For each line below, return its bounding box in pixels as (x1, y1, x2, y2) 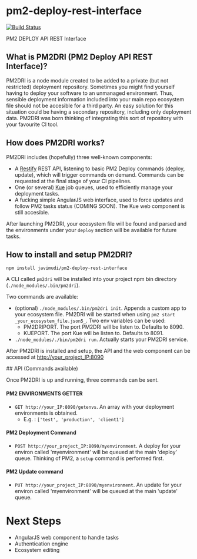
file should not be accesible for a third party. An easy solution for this (6, 102, 173, 109)
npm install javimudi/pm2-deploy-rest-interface (6, 265, 128, 272)
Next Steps (6, 514, 62, 528)
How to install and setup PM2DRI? (6, 249, 133, 260)
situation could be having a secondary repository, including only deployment (6, 108, 192, 115)
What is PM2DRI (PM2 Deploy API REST (6, 52, 153, 62)
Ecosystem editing (14, 546, 60, 553)
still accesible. (14, 209, 49, 216)
